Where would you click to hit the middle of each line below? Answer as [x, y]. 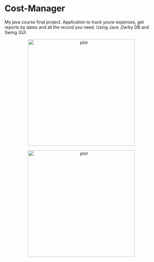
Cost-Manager [35, 9]
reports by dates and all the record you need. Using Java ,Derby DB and [77, 27]
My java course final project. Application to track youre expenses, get [74, 22]
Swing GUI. [16, 32]
